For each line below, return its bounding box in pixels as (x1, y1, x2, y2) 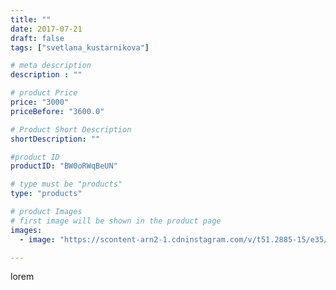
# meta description (10, 61, 92, 71)
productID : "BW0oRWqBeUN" (10, 161, 118, 171)
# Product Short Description (10, 124, 132, 135)
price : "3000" (10, 97, 70, 107)
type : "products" (10, 189, 83, 199)
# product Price (10, 88, 78, 98)
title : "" (10, 14, 52, 25)
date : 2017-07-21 (10, 24, 83, 34)
